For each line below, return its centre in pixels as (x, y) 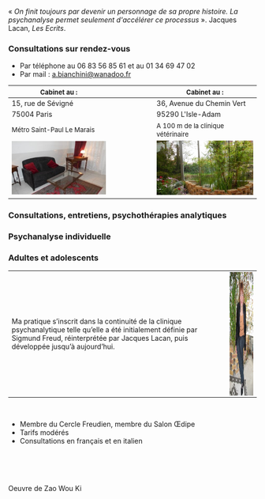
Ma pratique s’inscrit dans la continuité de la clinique (97, 321)
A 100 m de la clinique (190, 125)
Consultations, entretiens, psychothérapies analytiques (118, 215)
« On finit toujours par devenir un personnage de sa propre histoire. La (123, 11)
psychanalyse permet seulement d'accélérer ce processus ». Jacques (123, 20)
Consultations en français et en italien (81, 441)
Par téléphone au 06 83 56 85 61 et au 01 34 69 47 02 (107, 66)
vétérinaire (173, 134)
